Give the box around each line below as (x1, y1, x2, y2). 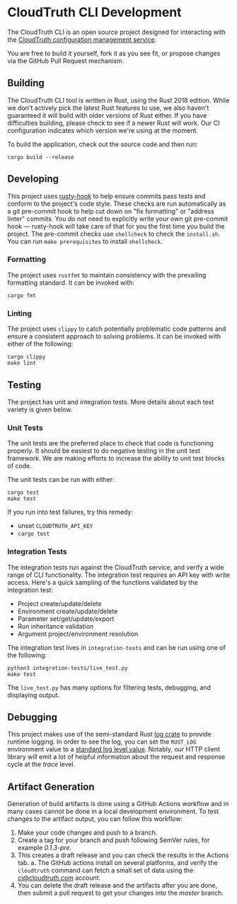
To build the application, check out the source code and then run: (7, 140, 198, 148)
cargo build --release (7, 153, 74, 160)
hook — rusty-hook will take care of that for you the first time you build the (7, 221, 225, 231)
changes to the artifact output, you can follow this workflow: (7, 815, 183, 823)
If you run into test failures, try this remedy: (7, 508, 133, 517)
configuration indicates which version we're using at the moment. (7, 126, 198, 135)
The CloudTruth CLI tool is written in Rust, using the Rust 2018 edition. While (7, 96, 230, 104)
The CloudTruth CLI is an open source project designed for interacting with (7, 28, 226, 36)
